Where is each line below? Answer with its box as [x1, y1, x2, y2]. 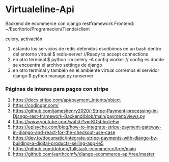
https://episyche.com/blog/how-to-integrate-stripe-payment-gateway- [12, 124, 162, 130]
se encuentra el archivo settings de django [12, 62, 103, 68]
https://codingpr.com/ [12, 102, 59, 109]
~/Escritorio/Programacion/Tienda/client [5, 25, 90, 32]
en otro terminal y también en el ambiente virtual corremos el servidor [12, 67, 159, 73]
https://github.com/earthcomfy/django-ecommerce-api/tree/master [12, 151, 155, 157]
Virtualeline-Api [5, 4, 75, 15]
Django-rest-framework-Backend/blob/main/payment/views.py [12, 113, 146, 119]
